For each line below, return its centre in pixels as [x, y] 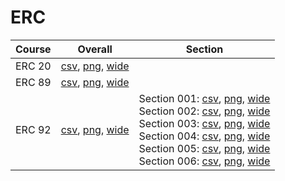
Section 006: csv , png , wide [204, 161]
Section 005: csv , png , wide [204, 148]
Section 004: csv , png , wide [204, 136]
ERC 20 [33, 66]
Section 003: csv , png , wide [204, 123]
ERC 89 [33, 82]
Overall [95, 49]
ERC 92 [33, 129]
